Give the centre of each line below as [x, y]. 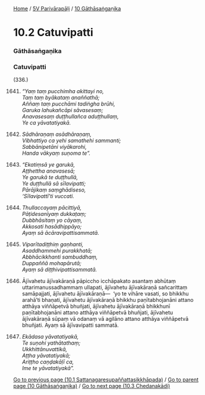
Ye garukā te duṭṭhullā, [50, 177]
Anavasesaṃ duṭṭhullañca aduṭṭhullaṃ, [70, 117]
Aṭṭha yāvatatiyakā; [46, 356]
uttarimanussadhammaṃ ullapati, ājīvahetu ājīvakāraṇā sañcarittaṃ [105, 288]
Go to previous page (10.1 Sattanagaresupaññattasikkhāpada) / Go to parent [106, 380]
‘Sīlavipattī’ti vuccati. [48, 196]
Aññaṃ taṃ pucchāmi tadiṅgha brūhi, [68, 104]
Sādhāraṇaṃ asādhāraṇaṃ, [57, 134]
